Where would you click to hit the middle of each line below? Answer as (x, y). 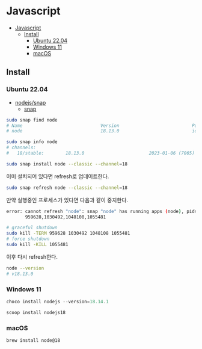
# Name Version (63, 125)
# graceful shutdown (32, 228)
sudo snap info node (32, 142)
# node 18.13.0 (63, 131)
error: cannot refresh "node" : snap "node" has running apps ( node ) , (95, 211)
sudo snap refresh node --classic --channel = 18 (67, 188)
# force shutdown (28, 239)
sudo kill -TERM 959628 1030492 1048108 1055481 (68, 233)
